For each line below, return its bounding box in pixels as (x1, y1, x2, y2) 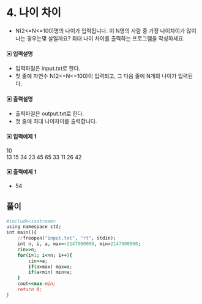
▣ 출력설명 (6, 95, 33, 102)
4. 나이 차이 (6, 6, 61, 20)
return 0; (17, 286, 43, 293)
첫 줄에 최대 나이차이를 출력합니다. (15, 118, 97, 125)
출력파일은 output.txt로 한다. (15, 110, 84, 117)
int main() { (6, 229, 37, 236)
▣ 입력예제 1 (6, 132, 37, 140)
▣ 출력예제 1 (6, 168, 37, 175)
